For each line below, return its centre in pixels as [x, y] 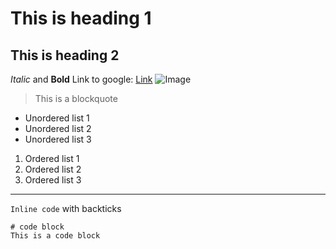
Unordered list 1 [57, 118]
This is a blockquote [76, 98]
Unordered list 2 [58, 128]
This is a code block [55, 236]
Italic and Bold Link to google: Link [81, 79]
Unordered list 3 [58, 139]
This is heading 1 [81, 18]
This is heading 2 [65, 55]
